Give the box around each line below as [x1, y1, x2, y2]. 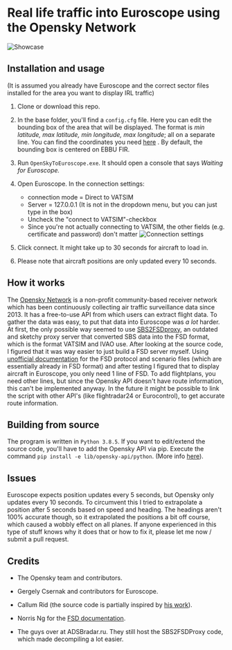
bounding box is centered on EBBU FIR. [17, 145, 130, 154]
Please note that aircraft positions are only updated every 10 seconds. [17, 257, 217, 265]
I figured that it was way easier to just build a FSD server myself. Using [7, 347, 209, 355]
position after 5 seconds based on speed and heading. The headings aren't [7, 505, 222, 514]
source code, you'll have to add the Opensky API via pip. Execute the [7, 445, 204, 453]
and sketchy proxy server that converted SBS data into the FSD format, [7, 332, 210, 341]
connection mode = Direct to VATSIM [27, 193, 134, 201]
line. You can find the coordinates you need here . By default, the [17, 138, 203, 146]
